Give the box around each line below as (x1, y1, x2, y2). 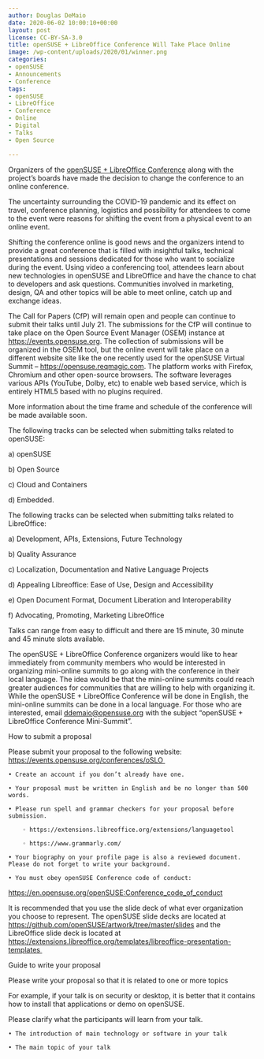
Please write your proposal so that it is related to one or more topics (8, 975, 229, 985)
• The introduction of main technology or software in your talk (8, 1030, 227, 1038)
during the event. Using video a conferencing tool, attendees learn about (8, 262, 244, 272)
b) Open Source (8, 464, 60, 474)
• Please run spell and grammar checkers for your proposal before (8, 805, 235, 813)
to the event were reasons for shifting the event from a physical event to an (8, 214, 252, 223)
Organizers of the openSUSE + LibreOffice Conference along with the (8, 165, 234, 174)
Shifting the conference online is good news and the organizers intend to (8, 237, 244, 247)
